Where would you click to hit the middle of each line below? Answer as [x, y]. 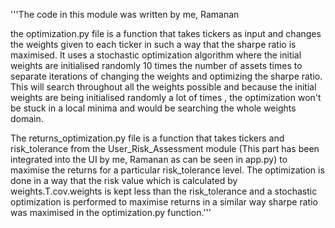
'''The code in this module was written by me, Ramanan [125, 14]
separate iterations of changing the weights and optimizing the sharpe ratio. [166, 76]
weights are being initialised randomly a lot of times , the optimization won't [166, 97]
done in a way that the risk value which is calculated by [124, 180]
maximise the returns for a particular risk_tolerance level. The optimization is [167, 170]
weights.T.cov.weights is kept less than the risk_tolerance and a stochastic [164, 191]
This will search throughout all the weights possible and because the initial [163, 87]
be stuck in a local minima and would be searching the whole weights [153, 108]
